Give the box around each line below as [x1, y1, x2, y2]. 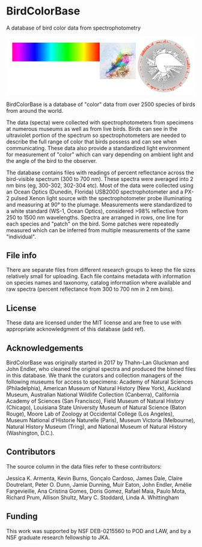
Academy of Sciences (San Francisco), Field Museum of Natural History [6, 397, 185, 405]
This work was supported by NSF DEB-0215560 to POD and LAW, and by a [6, 527, 191, 534]
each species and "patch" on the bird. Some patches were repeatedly [6, 220, 179, 227]
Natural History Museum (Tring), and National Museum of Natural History [6, 423, 188, 430]
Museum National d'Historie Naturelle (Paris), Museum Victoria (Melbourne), [6, 416, 195, 423]
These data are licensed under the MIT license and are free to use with [6, 319, 182, 326]
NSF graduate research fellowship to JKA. [6, 534, 110, 541]
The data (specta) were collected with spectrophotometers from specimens [6, 119, 194, 126]
